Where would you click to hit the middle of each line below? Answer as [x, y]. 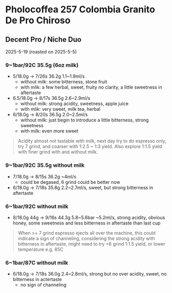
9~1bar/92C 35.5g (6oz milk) [42, 65]
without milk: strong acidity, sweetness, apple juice [74, 104]
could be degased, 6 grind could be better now [70, 182]
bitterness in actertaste [37, 280]
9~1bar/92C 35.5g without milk [45, 165]
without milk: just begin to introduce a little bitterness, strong [84, 120]
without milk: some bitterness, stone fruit [64, 82]
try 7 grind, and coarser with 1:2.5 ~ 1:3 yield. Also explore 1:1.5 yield [90, 146]
